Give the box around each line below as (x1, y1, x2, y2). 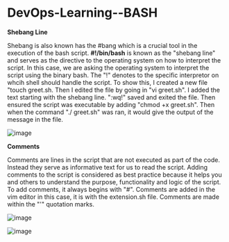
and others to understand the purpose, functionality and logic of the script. (7, 177, 221, 186)
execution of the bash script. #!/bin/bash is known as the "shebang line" (7, 49, 216, 57)
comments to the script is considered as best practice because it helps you (7, 170, 222, 179)
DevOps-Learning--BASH (7, 5, 158, 21)
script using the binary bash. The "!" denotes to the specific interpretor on (7, 71, 219, 79)
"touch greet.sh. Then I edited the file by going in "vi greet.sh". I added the (7, 86, 221, 94)
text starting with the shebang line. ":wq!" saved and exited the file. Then (7, 92, 216, 102)
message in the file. (7, 115, 64, 123)
